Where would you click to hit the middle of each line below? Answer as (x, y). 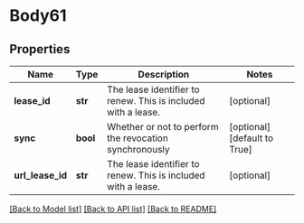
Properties (40, 49)
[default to (252, 138)
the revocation (138, 138)
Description (164, 74)
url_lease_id (41, 175)
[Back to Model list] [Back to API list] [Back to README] (113, 209)
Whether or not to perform (163, 127)
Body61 (38, 16)
